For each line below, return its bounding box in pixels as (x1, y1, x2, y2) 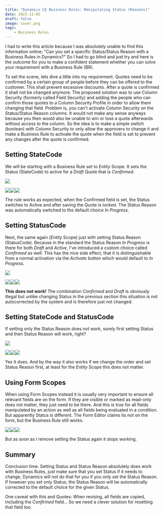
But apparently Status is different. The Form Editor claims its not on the (5, 412, 148, 418)
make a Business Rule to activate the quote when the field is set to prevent (5, 131, 156, 137)
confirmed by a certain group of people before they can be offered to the (5, 79, 153, 85)
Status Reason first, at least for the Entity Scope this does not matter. (5, 364, 144, 370)
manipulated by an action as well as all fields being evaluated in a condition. (5, 407, 158, 413)
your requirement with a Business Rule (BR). (5, 64, 94, 70)
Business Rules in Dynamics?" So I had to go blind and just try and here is (5, 54, 154, 59)
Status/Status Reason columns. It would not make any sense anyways (5, 110, 146, 116)
